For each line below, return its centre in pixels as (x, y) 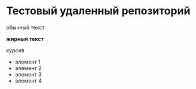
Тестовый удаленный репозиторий (98, 11)
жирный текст (25, 39)
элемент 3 (28, 74)
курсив (16, 50)
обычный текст (25, 27)
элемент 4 (28, 81)
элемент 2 (28, 68)
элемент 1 (27, 62)
